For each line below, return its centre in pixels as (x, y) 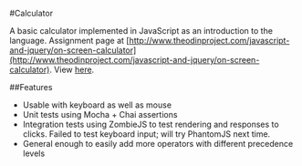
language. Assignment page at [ (69, 41)
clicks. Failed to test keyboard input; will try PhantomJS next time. (146, 134)
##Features (31, 87)
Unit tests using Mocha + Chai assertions (100, 114)
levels (34, 153)
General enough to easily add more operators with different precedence (158, 144)
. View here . (72, 69)
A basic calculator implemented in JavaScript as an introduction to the (141, 31)
